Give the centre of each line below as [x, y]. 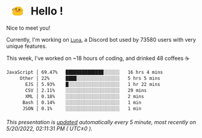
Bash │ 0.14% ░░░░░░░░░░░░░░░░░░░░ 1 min [82, 103]
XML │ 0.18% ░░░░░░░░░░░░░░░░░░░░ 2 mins [85, 97]
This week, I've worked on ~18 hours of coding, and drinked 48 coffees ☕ [98, 58]
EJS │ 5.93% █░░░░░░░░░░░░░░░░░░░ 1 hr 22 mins [93, 85]
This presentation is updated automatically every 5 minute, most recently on [101, 122]
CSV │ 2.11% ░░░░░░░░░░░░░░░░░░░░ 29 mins [86, 91]
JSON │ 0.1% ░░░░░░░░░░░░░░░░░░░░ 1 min [82, 109]
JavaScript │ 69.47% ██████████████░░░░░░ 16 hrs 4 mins [85, 73]
